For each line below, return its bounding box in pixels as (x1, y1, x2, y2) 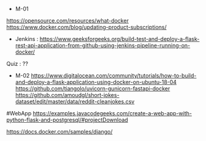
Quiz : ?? (6, 60, 29, 67)
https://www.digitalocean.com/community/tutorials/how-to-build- (31, 72, 197, 79)
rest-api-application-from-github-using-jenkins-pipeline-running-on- (15, 42, 191, 49)
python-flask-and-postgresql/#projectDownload (6, 116, 129, 123)
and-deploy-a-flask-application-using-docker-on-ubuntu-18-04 (15, 79, 177, 85)
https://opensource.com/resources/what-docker (6, 17, 129, 24)
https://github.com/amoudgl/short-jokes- (15, 92, 120, 98)
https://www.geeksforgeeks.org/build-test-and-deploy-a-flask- (39, 35, 200, 42)
